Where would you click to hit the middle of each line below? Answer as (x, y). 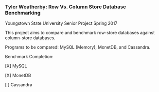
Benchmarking (23, 13)
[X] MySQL (16, 66)
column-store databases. (30, 38)
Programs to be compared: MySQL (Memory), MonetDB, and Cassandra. (78, 47)
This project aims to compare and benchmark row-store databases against (80, 33)
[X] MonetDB (18, 76)
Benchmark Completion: (29, 57)
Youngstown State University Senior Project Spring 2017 (61, 23)
